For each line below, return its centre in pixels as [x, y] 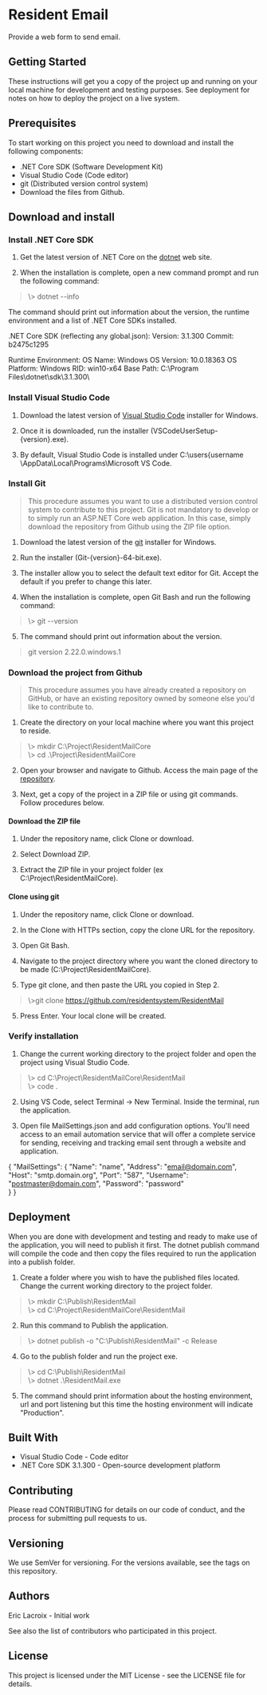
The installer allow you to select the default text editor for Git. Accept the [139, 573]
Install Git [27, 483]
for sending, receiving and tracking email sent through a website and [133, 1142]
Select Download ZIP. [55, 854]
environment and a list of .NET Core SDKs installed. [92, 320]
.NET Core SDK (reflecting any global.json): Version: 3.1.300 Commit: [121, 336]
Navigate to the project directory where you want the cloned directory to [139, 961]
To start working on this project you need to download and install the [121, 142]
